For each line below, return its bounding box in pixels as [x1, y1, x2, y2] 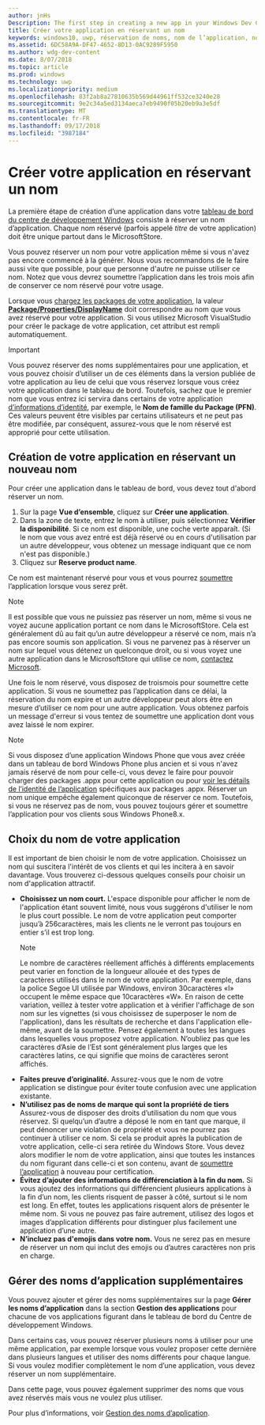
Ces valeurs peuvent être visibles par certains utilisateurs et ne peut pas [8, 411, 243, 420]
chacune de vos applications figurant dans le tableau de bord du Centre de [8, 1312, 252, 1321]
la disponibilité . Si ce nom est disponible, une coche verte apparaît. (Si [19, 524, 251, 534]
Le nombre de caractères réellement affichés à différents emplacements [19, 958, 255, 968]
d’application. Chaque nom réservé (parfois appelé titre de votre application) [8, 223, 257, 233]
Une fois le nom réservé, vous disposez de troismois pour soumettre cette [8, 678, 249, 688]
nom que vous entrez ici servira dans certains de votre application [8, 393, 223, 404]
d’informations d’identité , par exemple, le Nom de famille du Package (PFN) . [8, 402, 257, 411]
